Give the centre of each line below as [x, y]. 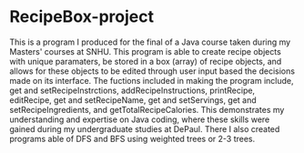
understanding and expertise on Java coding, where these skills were [140, 119]
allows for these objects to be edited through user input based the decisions [152, 71]
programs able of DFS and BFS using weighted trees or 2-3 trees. [132, 138]
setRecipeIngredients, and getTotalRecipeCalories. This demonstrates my [147, 109]
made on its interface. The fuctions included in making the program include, [152, 80]
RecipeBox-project [82, 17]
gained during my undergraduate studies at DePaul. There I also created [145, 128]
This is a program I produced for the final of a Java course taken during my [150, 42]
